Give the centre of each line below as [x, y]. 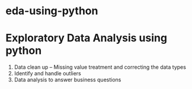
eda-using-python [52, 11]
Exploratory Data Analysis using [86, 38]
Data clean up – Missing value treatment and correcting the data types [100, 67]
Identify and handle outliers [47, 74]
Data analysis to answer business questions [68, 80]
